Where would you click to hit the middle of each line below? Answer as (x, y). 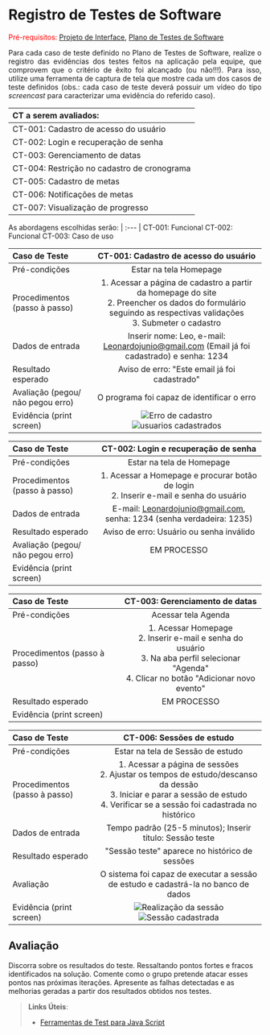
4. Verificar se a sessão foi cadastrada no (178, 805)
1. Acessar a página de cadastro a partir (177, 282)
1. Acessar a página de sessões (179, 764)
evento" (190, 688)
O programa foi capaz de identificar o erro (177, 397)
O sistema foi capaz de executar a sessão (179, 874)
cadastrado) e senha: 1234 (177, 356)
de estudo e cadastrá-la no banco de (179, 884)
